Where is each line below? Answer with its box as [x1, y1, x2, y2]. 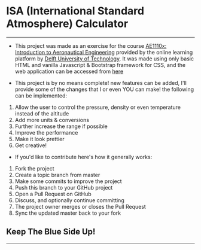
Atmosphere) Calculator [6, 17, 129, 31]
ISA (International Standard [6, 4, 145, 18]
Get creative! [14, 142, 47, 149]
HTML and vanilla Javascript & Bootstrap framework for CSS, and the [14, 61, 186, 68]
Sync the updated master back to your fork [14, 209, 121, 217]
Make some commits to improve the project [14, 178, 122, 185]
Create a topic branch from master [14, 171, 100, 178]
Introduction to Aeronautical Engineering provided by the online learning [14, 48, 193, 56]
